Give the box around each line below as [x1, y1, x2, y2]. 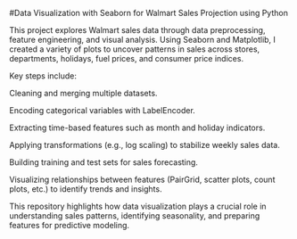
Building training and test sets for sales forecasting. [9, 157, 199, 168]
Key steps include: [9, 70, 78, 81]
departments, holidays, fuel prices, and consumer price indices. [9, 54, 243, 63]
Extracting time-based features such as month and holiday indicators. [9, 122, 266, 133]
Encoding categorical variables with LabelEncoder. [9, 105, 196, 115]
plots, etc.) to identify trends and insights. [9, 184, 162, 194]
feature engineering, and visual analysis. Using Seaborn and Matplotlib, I [9, 35, 276, 45]
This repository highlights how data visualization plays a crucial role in [9, 201, 267, 211]
